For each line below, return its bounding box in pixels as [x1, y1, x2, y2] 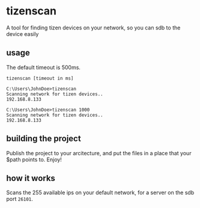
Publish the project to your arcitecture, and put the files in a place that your [6, 149, 192, 156]
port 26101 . [6, 195, 33, 203]
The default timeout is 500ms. [6, 64, 81, 71]
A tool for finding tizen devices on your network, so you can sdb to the [6, 24, 181, 31]
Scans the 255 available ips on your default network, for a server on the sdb [6, 189, 195, 196]
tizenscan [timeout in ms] [6, 75, 74, 82]
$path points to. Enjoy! [6, 156, 62, 163]
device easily [6, 30, 39, 37]
